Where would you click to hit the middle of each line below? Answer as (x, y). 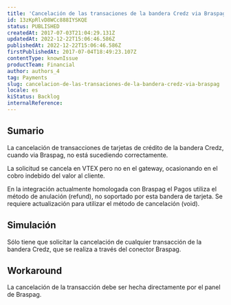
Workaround (35, 270)
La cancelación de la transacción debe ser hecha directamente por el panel (114, 287)
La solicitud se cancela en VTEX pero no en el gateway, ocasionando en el (112, 168)
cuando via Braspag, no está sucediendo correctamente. (88, 155)
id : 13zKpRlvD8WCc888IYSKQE (47, 20)
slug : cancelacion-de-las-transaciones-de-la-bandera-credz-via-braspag (113, 84)
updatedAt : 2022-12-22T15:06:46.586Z (61, 39)
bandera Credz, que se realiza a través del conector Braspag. (94, 249)
